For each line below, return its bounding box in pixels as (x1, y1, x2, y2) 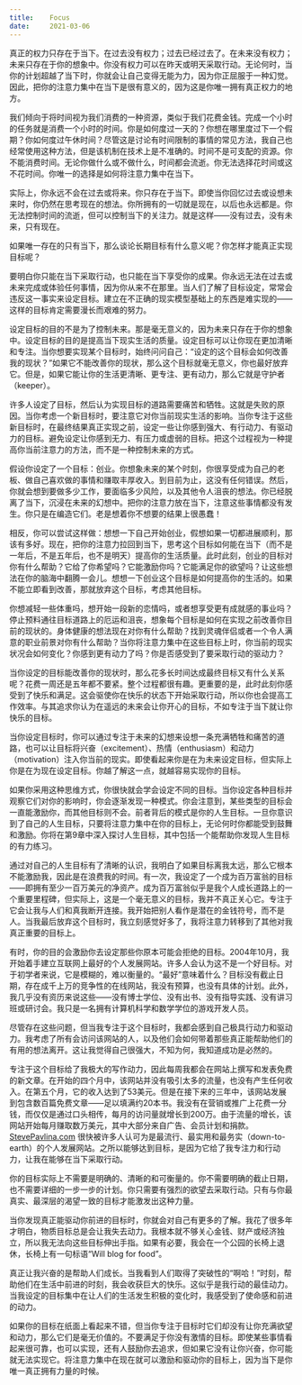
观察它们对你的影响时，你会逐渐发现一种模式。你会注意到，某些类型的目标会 (9, 795, 293, 806)
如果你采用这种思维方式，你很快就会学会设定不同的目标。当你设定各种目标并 (9, 784, 293, 795)
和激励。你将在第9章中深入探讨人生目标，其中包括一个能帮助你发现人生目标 (9, 829, 290, 840)
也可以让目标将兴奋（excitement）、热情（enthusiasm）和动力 (24, 743, 254, 753)
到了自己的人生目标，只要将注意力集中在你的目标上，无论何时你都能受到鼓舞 (9, 817, 293, 829)
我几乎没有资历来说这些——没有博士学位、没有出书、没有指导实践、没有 (9, 991, 277, 1002)
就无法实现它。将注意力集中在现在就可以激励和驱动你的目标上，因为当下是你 (9, 1353, 293, 1365)
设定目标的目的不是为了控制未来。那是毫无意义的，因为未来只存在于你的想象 (9, 323, 293, 334)
